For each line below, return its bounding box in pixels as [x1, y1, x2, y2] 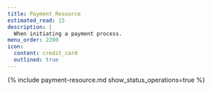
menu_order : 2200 [7, 37, 59, 44]
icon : [7, 43, 23, 50]
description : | [7, 23, 53, 30]
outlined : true [14, 56, 59, 63]
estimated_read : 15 [7, 17, 65, 24]
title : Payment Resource [7, 10, 81, 18]
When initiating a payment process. [14, 30, 122, 37]
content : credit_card [14, 50, 78, 57]
